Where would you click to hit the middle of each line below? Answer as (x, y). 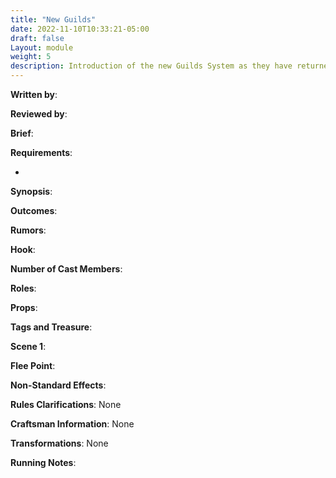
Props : (24, 307)
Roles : (23, 288)
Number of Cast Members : (66, 269)
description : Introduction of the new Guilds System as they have (151, 66)
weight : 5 (31, 57)
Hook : (23, 249)
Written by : (34, 94)
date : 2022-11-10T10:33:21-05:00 (80, 29)
